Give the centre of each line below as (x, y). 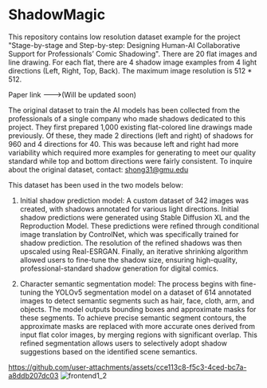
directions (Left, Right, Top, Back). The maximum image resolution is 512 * (130, 70)
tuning (30, 292)
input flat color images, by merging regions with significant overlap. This (138, 335)
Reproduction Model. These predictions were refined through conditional (139, 226)
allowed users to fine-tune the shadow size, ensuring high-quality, (128, 259)
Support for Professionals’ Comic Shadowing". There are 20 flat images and (133, 53)
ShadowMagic (57, 15)
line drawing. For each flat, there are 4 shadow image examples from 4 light (133, 62)
